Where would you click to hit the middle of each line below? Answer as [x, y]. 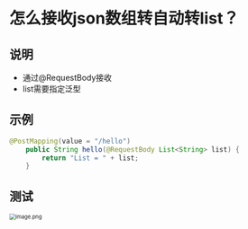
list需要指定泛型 [51, 89]
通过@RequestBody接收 [67, 78]
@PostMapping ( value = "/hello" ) [70, 141]
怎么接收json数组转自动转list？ [124, 18]
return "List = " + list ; [91, 158]
